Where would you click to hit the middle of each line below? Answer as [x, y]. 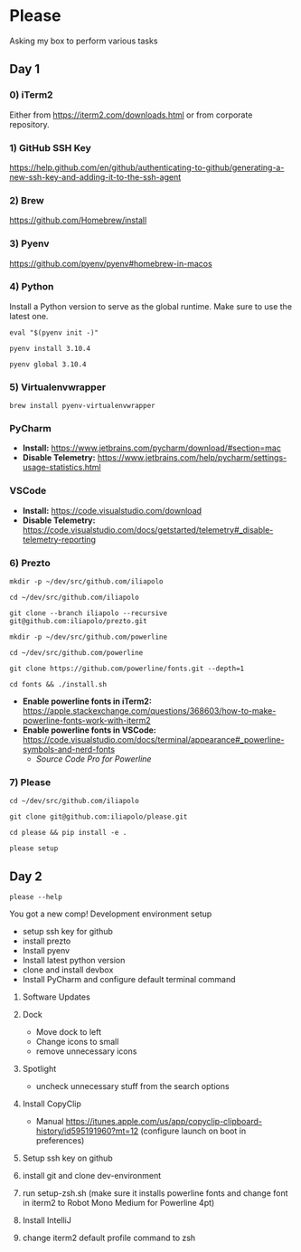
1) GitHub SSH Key [51, 147]
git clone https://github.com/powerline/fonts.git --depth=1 [127, 669]
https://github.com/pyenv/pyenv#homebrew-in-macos [111, 263]
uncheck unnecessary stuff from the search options [132, 1086]
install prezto [47, 941]
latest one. [29, 316]
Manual [50, 1122]
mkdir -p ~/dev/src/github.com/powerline [89, 637]
